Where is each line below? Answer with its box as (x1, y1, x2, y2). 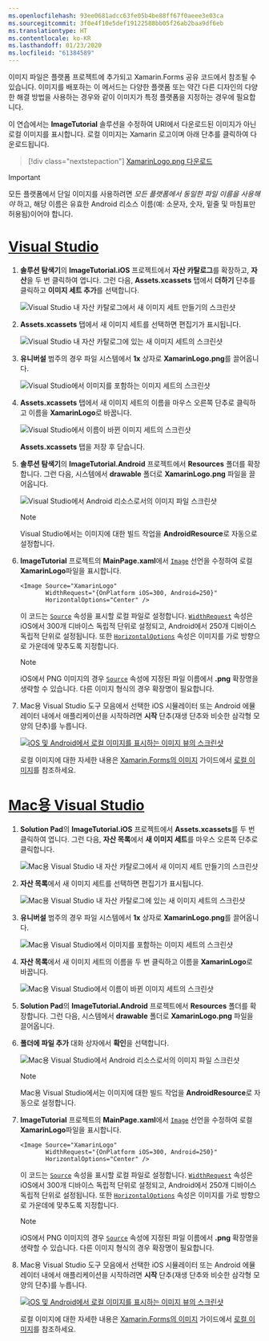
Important (8, 173, 41, 181)
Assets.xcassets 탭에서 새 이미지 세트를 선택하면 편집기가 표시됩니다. (19, 319, 242, 329)
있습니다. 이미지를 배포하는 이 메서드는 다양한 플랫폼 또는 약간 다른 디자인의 (8, 82, 243, 92)
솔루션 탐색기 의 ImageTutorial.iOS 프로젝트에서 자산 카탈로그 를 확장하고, (19, 265, 250, 275)
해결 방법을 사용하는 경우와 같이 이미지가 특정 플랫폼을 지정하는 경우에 (16, 92, 235, 101)
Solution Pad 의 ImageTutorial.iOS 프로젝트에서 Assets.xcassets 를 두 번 (19, 824, 255, 834)
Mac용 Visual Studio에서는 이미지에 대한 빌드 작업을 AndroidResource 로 (19, 1087, 253, 1097)
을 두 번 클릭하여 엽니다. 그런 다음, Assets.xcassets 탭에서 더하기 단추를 (26, 275, 256, 285)
